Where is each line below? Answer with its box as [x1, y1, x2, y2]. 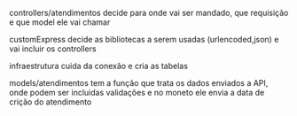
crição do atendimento [9, 97, 92, 107]
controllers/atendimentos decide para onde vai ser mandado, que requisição [9, 8, 289, 18]
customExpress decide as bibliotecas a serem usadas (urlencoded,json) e [9, 35, 279, 44]
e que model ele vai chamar [9, 17, 111, 27]
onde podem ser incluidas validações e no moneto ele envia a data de [9, 88, 265, 97]
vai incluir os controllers [9, 43, 97, 54]
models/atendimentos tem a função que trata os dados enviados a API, [9, 78, 269, 88]
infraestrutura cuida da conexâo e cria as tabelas [9, 61, 189, 71]
